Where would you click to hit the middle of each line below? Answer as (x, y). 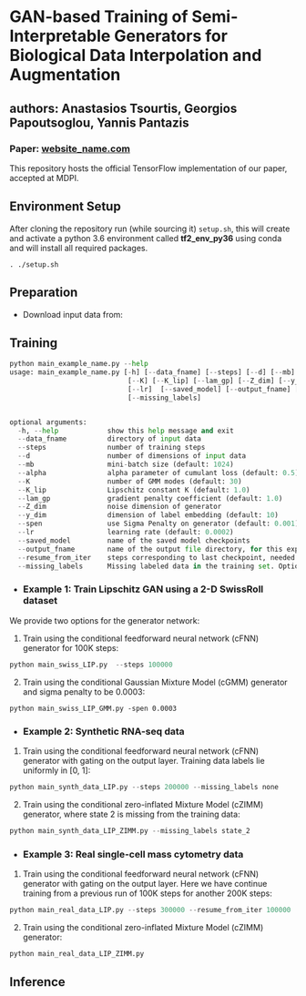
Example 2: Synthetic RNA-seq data (103, 731)
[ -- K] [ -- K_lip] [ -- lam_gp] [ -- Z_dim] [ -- (209, 381)
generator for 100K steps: (71, 647)
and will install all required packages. (79, 248)
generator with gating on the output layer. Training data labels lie (144, 760)
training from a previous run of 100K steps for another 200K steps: (148, 893)
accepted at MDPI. (44, 178)
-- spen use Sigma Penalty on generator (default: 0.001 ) (158, 524)
